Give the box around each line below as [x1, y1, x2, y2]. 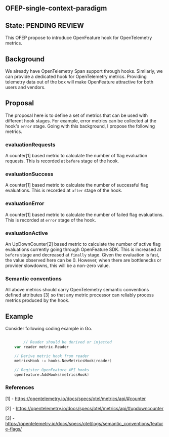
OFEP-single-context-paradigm [5, 4, 107, 13]
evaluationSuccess [5, 170, 54, 178]
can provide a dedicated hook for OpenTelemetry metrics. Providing [5, 73, 147, 80]
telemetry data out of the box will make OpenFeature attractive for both [5, 79, 153, 85]
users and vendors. [5, 84, 46, 91]
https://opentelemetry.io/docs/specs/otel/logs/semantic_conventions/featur [5, 420, 163, 426]
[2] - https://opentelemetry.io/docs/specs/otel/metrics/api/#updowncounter [5, 405, 164, 411]
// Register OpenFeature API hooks [14, 367, 90, 372]
